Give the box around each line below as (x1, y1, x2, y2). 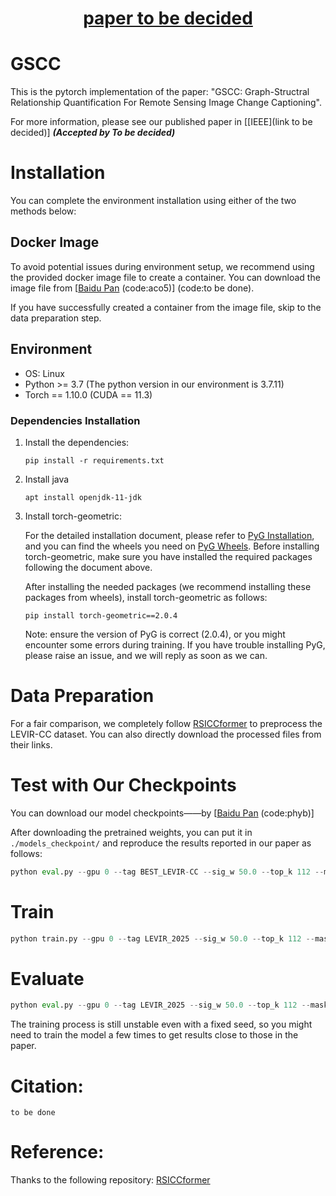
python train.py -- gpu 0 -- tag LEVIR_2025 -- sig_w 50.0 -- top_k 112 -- (10, 933, 315, 944)
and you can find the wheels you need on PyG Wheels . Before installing (24, 540, 320, 552)
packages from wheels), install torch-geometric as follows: (24, 591, 268, 603)
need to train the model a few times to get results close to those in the (10, 1029, 299, 1041)
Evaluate (10, 967, 85, 990)
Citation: (10, 1075, 84, 1097)
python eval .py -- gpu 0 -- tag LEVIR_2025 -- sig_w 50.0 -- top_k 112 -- (10, 1000, 311, 1011)
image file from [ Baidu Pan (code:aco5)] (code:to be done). (10, 282, 255, 294)
